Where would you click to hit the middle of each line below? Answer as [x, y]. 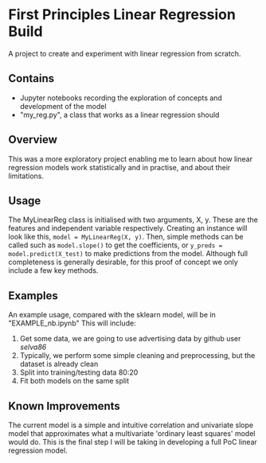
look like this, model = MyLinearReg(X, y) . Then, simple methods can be [126, 237]
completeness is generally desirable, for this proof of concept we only [123, 262]
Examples [33, 296]
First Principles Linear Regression [122, 15]
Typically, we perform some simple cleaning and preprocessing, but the [137, 356]
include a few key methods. [53, 270]
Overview [33, 140]
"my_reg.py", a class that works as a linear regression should [119, 115]
